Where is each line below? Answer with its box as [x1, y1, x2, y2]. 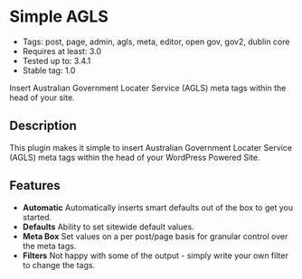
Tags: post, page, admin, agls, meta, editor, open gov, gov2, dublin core [22, 36, 290, 47]
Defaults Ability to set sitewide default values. [22, 221, 194, 232]
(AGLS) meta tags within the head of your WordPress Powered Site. [9, 152, 260, 163]
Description [9, 118, 77, 134]
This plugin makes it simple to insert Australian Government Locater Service [9, 142, 292, 153]
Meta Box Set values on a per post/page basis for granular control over [22, 230, 288, 241]
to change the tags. [22, 259, 96, 270]
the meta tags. [22, 240, 77, 251]
